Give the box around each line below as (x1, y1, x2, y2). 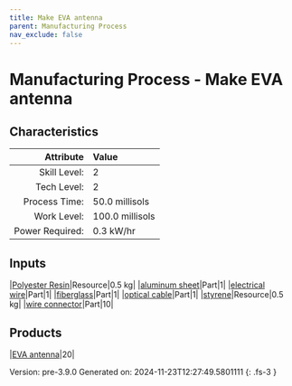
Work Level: (33, 210, 84, 222)
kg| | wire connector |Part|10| (9, 299, 114, 310)
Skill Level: (39, 166, 84, 179)
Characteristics (9, 124, 99, 139)
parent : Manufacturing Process (9, 22, 127, 31)
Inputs (9, 255, 47, 271)
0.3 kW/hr (92, 225, 136, 238)
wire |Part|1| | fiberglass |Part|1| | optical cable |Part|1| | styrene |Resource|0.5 (9, 289, 284, 300)
